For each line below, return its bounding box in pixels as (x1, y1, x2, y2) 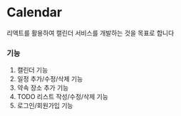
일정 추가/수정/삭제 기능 (16, 75, 83, 83)
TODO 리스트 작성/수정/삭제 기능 (16, 93, 108, 101)
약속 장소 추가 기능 (16, 83, 69, 93)
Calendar (6, 4, 62, 21)
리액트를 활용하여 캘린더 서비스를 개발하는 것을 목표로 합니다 (6, 28, 175, 37)
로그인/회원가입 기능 (16, 101, 73, 110)
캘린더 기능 (16, 65, 48, 75)
